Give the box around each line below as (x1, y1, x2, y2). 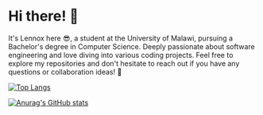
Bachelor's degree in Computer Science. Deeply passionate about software (8, 41, 256, 51)
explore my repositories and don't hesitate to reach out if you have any (8, 59, 240, 68)
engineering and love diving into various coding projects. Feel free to (8, 50, 234, 59)
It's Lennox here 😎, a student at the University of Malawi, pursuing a (8, 33, 233, 43)
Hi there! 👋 (8, 7, 79, 25)
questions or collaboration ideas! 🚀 (8, 67, 122, 76)
